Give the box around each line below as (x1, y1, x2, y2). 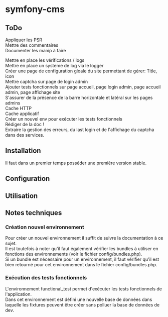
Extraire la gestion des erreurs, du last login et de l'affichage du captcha (5, 127, 154, 133)
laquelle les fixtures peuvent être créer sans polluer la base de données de (5, 301, 159, 307)
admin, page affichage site (5, 89, 60, 95)
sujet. (5, 240, 17, 247)
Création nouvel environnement (5, 224, 84, 231)
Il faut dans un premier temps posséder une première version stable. (5, 160, 147, 166)
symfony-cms (5, 4, 65, 15)
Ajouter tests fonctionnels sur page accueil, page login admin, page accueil (5, 84, 161, 90)
